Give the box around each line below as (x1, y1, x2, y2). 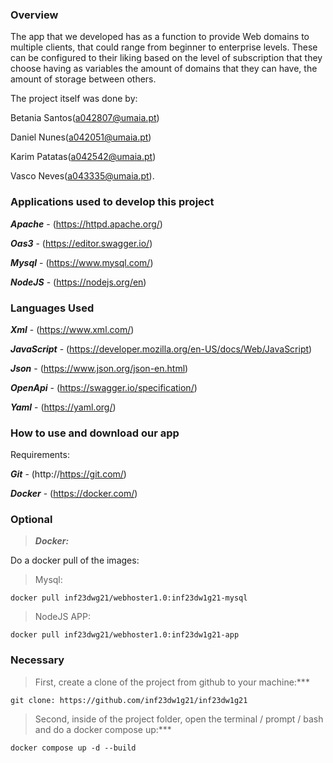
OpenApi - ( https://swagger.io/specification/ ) (10, 381, 198, 393)
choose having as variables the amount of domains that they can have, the (10, 63, 318, 75)
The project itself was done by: (10, 93, 138, 105)
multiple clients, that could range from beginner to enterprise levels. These (10, 41, 318, 53)
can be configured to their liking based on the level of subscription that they (10, 52, 323, 64)
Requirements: (10, 449, 70, 461)
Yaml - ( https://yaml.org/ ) (10, 401, 117, 413)
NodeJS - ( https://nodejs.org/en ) (10, 276, 147, 288)
